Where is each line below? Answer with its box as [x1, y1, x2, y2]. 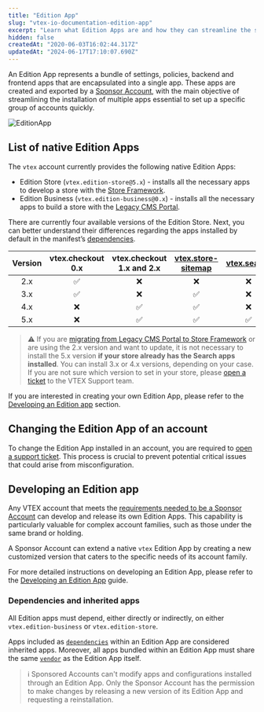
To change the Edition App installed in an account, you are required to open [8, 443, 253, 453]
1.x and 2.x [118, 262, 161, 273]
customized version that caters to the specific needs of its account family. [8, 552, 247, 562]
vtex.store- [174, 252, 218, 263]
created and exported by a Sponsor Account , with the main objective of [8, 86, 240, 95]
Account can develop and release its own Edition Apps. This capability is [8, 512, 244, 521]
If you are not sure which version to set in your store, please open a [27, 367, 246, 377]
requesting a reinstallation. [27, 695, 114, 704]
